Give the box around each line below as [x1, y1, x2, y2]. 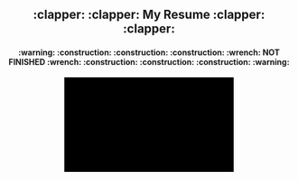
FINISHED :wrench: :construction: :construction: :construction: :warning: [8, 57, 290, 68]
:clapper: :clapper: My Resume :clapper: [33, 7, 265, 23]
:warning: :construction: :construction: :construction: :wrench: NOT [18, 47, 280, 58]
